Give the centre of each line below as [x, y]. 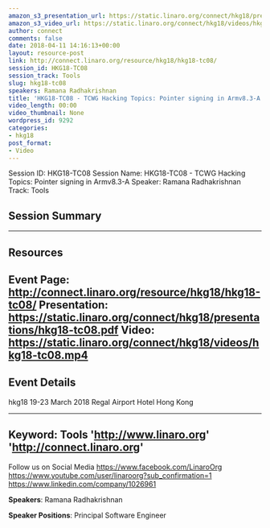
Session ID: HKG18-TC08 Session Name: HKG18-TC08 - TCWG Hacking [127, 173]
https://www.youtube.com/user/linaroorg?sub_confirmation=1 [110, 475]
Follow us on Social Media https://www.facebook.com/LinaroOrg [115, 467]
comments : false [35, 38]
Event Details [42, 383]
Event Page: [39, 280]
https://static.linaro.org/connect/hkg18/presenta [134, 318]
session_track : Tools [45, 76]
